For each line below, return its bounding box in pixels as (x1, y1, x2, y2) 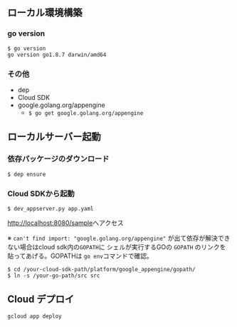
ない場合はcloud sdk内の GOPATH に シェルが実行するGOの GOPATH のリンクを (7, 242, 226, 251)
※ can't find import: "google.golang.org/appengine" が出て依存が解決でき (7, 233, 231, 242)
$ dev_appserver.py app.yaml (7, 205, 94, 212)
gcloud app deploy (7, 313, 62, 320)
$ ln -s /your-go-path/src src (7, 272, 100, 279)
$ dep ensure (7, 171, 46, 178)
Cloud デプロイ (7, 293, 75, 306)
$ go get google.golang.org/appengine (28, 109, 144, 116)
